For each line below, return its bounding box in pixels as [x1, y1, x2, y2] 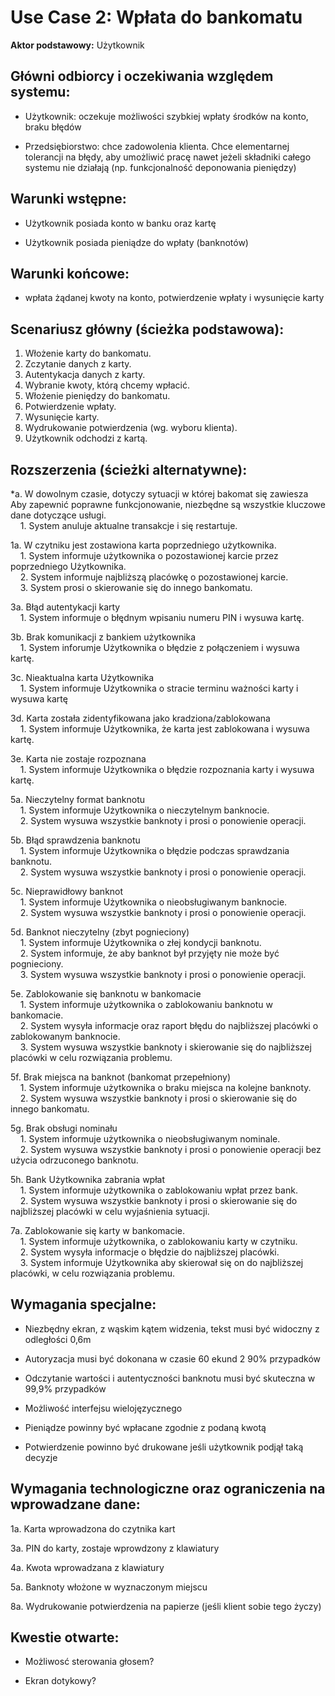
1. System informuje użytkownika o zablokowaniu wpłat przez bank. [19, 1184, 298, 1196]
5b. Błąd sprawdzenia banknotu [10, 834, 141, 846]
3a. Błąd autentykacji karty [10, 601, 121, 613]
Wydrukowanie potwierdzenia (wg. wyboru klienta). [24, 422, 238, 434]
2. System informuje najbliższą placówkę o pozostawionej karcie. [19, 571, 289, 583]
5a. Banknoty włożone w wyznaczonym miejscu [10, 1581, 208, 1593]
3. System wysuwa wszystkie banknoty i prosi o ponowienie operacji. [19, 969, 307, 980]
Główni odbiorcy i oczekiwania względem [10, 68, 274, 85]
